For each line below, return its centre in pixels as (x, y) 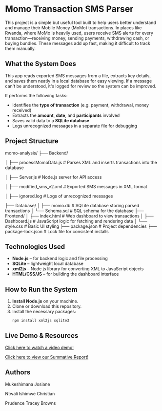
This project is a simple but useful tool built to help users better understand (81, 22)
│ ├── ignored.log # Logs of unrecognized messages (59, 196)
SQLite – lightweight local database (48, 264)
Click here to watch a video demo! (40, 347)
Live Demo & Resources (42, 336)
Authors (18, 372)
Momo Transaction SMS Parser (69, 9)
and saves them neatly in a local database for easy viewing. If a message (79, 81)
